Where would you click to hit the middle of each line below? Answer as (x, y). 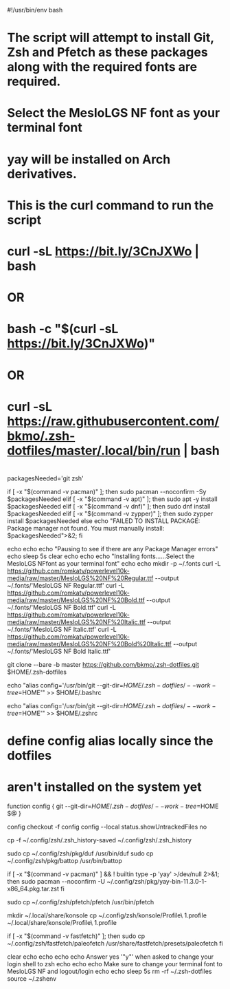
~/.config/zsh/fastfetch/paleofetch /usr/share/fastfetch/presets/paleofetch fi (115, 943)
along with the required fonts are (102, 67)
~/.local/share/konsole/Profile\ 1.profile (62, 923)
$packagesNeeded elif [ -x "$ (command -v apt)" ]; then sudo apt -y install (112, 499)
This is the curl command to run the (111, 205)
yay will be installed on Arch (89, 159)
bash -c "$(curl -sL (63, 329)
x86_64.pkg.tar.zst (33, 889)
